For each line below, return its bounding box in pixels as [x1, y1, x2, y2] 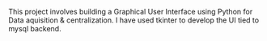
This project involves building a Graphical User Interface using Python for [8, 7, 253, 16]
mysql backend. [8, 24, 62, 33]
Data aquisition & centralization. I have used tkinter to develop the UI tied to [8, 15, 260, 25]
